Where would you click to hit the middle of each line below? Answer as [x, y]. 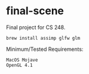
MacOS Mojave [22, 60]
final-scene [35, 11]
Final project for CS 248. [36, 27]
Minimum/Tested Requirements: [45, 49]
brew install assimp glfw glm [43, 38]
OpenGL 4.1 [19, 65]
